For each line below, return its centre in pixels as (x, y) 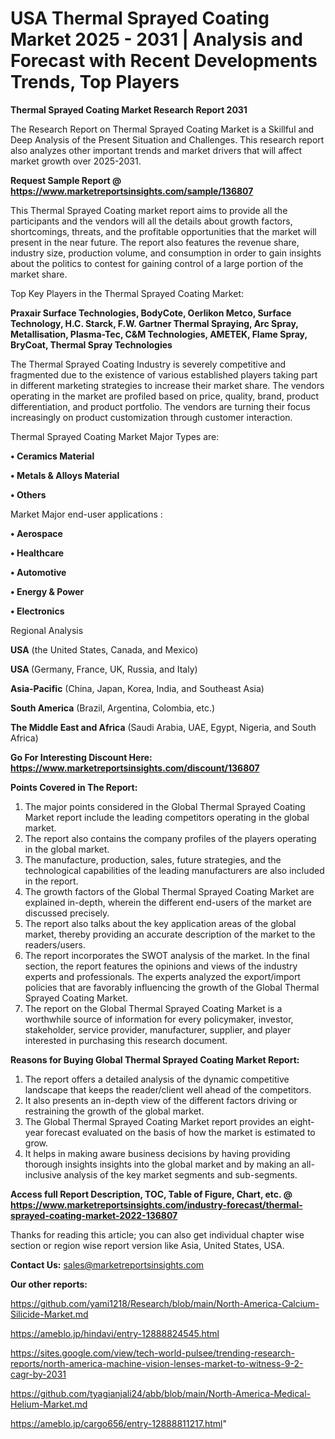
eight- (302, 1121)
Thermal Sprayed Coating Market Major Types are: (115, 436)
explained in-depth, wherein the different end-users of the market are (168, 902)
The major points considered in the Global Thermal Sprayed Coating (165, 806)
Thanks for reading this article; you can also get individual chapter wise (157, 1234)
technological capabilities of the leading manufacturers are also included (174, 870)
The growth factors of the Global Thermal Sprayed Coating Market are (169, 891)
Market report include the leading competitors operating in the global (167, 817)
